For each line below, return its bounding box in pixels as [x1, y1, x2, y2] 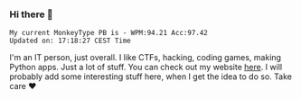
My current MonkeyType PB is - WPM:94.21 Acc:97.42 [9, 29, 208, 38]
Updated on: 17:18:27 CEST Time [9, 36, 131, 46]
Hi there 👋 [9, 8, 54, 21]
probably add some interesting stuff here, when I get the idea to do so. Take [9, 71, 292, 82]
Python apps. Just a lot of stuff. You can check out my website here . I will [9, 62, 283, 73]
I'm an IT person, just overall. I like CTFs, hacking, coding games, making [9, 52, 282, 63]
